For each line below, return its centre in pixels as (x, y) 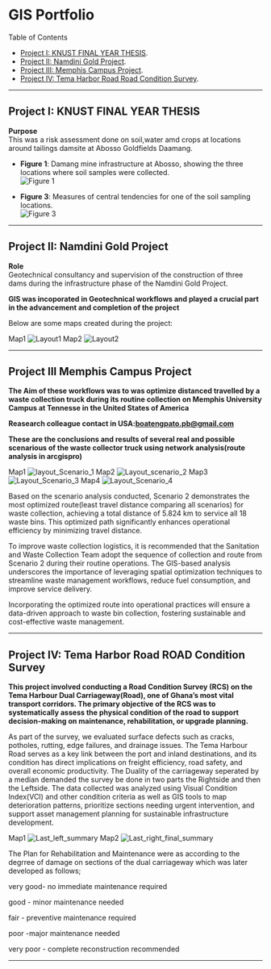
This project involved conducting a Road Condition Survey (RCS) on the (130, 687)
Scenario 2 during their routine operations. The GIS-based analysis (120, 563)
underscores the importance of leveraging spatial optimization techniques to (135, 572)
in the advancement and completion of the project (94, 307)
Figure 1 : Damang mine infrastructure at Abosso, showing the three (131, 164)
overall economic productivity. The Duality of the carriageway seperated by (134, 771)
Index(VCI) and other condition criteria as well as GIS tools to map (118, 797)
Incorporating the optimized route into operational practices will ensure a (129, 605)
